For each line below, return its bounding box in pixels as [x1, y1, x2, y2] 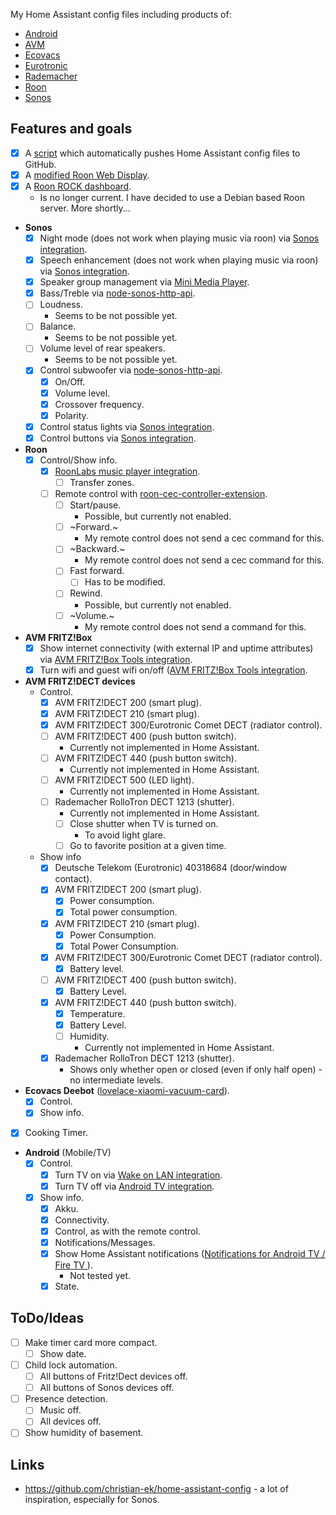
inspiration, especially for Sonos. [24, 1494, 160, 1506]
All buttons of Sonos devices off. [39, 1382, 175, 1394]
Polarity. [54, 409, 89, 421]
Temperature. [69, 1008, 126, 1019]
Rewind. [69, 587, 103, 599]
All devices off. [39, 1415, 102, 1428]
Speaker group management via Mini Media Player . [39, 276, 250, 288]
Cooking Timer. [24, 1127, 88, 1139]
